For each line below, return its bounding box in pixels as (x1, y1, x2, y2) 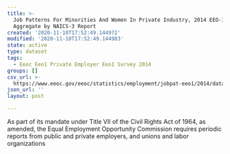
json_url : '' (7, 86, 44, 93)
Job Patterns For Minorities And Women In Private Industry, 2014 (13, 16, 207, 23)
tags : (7, 55, 23, 62)
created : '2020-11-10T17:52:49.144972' (7, 29, 121, 36)
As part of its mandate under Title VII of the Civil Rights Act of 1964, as (7, 118, 206, 125)
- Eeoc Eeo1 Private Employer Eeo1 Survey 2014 (13, 61, 152, 68)
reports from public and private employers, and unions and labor (7, 132, 190, 140)
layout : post (7, 93, 44, 100)
